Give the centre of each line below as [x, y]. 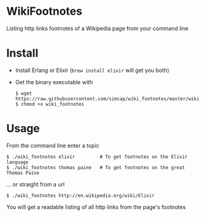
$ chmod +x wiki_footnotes [50, 104]
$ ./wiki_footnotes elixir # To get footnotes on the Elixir [97, 157]
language [17, 162]
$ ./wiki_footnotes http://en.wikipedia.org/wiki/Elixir [81, 195]
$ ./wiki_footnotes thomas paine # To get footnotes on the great [96, 167]
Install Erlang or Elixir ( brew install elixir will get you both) [92, 70]
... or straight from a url [36, 184]
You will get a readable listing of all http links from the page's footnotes [96, 207]
